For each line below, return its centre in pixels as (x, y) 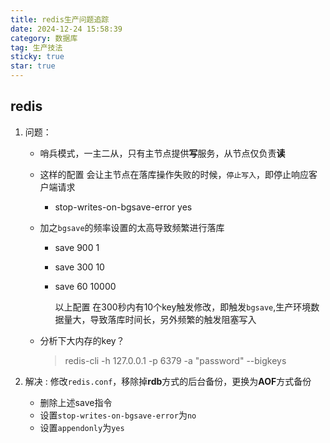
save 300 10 (79, 267)
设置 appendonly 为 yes (82, 427)
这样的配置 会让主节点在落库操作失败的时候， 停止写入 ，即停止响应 (174, 174)
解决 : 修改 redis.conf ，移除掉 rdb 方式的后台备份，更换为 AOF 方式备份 (168, 381)
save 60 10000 (85, 286)
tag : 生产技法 (36, 47)
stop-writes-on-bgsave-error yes (123, 207)
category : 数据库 (44, 38)
